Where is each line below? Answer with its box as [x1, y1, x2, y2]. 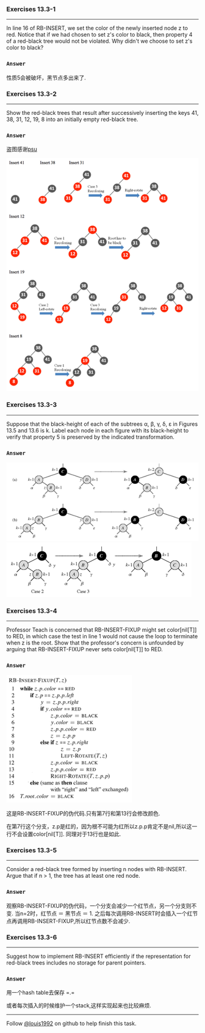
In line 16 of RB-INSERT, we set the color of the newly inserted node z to [6, 24, 188, 32]
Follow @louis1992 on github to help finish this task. [6, 1020, 137, 1028]
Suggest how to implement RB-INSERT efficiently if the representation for [6, 952, 191, 960]
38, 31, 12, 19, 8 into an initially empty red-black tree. [6, 115, 138, 123]
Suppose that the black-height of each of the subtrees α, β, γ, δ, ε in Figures [6, 420, 198, 428]
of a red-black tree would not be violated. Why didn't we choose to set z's [6, 37, 193, 45]
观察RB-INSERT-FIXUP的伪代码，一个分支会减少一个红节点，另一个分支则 [6, 902, 192, 909]
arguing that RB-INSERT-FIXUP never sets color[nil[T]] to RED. [6, 645, 163, 652]
